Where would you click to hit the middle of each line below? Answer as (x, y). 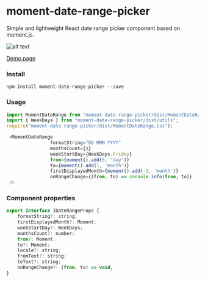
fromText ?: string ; (42, 256)
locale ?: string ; (39, 251)
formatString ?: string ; (48, 217)
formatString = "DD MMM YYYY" (85, 143)
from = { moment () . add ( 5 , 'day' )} (90, 160)
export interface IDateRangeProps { (53, 211)
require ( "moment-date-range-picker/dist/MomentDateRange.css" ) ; (90, 126)
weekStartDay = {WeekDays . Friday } (91, 154)
